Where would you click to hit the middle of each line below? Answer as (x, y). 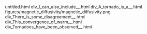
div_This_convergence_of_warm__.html (44, 22)
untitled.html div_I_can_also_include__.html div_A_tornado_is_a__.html (74, 7)
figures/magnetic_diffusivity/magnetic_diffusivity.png (58, 12)
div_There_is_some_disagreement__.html (45, 17)
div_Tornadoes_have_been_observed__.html (49, 27)
